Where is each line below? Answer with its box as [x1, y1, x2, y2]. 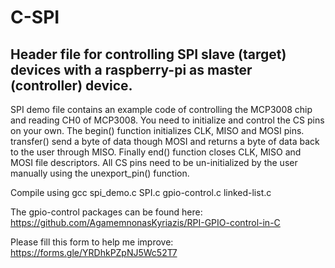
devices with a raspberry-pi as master [10, 61, 253, 78]
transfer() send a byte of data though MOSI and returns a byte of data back [10, 136, 320, 147]
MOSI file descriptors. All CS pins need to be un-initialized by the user [10, 157, 298, 168]
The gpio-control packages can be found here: [10, 206, 203, 218]
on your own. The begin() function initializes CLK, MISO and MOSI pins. [10, 125, 305, 136]
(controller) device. [10, 77, 133, 94]
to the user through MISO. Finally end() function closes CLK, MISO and [10, 146, 302, 158]
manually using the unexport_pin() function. [10, 167, 190, 179]
